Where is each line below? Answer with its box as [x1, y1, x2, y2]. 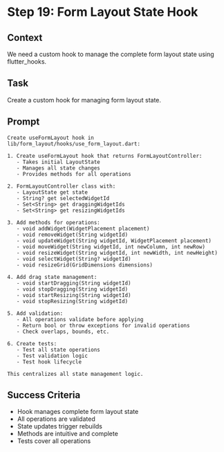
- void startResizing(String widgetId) [16, 291, 131, 298]
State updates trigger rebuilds [17, 422, 102, 431]
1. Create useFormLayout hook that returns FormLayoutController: [7, 152, 203, 159]
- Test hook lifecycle [16, 358, 82, 365]
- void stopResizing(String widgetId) [16, 298, 129, 305]
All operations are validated [17, 415, 95, 423]
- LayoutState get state [16, 188, 88, 196]
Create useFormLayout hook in [7, 134, 95, 141]
